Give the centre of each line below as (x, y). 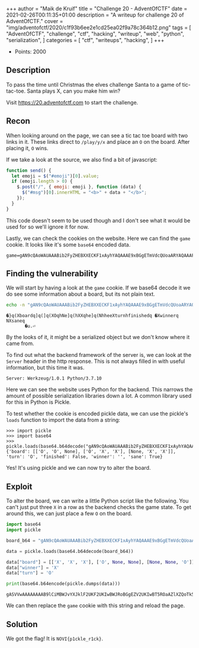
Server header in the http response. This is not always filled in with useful (96, 361)
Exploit (19, 486)
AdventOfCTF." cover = (35, 21)
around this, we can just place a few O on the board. (69, 514)
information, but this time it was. (45, 368)
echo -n (16, 305)
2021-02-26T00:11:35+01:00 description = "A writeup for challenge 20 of (95, 15)
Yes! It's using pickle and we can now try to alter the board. (78, 468)
